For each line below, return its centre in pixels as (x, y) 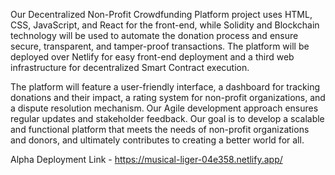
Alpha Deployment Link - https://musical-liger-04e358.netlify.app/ (146, 159)
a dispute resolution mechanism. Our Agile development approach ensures (164, 108)
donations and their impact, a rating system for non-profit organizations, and (168, 97)
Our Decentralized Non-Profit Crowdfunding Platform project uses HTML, (161, 14)
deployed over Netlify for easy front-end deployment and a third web (152, 57)
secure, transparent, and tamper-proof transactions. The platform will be (160, 46)
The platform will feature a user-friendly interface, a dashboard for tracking (165, 87)
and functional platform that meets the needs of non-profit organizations (160, 129)
